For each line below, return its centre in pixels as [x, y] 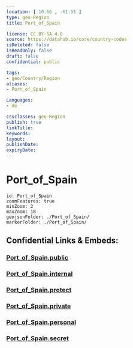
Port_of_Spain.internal [40, 274]
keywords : [19, 133]
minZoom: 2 [20, 206]
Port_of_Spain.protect [39, 290]
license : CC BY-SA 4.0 [34, 34]
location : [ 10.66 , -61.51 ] [44, 12]
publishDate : [22, 145]
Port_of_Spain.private [39, 306]
